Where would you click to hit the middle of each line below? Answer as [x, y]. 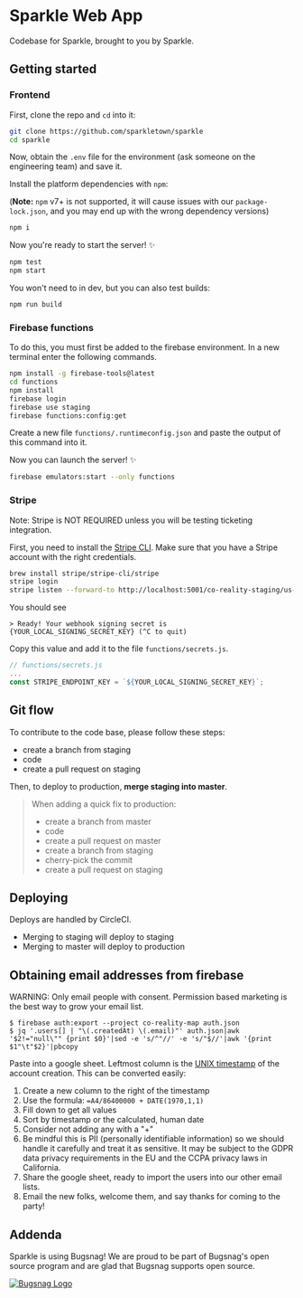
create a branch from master [98, 821]
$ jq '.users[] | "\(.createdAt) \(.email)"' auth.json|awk [125, 1031]
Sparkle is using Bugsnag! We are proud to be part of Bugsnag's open [139, 1256]
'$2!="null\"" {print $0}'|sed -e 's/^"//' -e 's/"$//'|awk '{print [141, 1039]
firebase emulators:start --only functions [92, 477]
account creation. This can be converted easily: [98, 1074]
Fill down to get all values [69, 1110]
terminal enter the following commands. [83, 357]
